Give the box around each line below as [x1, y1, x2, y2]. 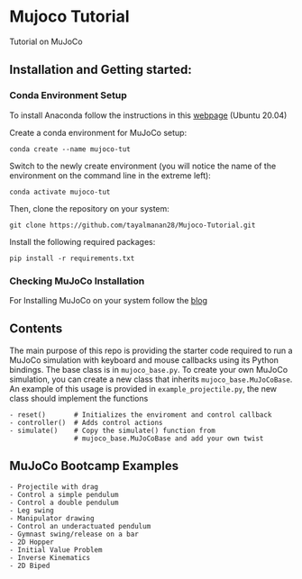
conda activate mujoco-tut [9, 187, 111, 196]
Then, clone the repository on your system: [9, 203, 169, 213]
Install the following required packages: [9, 236, 156, 247]
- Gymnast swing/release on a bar [9, 529, 140, 538]
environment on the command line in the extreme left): [9, 169, 212, 181]
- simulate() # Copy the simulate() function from [9, 426, 216, 435]
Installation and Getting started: [9, 62, 192, 77]
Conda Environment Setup [9, 89, 128, 102]
